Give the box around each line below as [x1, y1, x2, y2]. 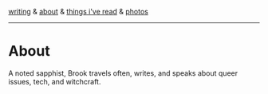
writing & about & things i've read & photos [8, 7, 149, 16]
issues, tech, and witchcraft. [8, 76, 101, 86]
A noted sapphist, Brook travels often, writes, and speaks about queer [8, 68, 238, 78]
